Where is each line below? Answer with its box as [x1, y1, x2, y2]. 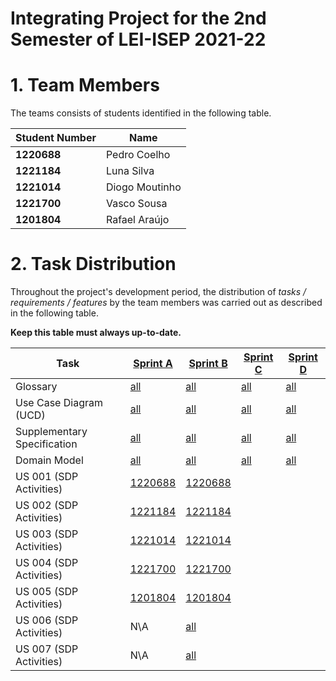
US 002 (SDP [15, 498, 79, 512]
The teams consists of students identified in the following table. [10, 107, 272, 119]
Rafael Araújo [105, 213, 170, 227]
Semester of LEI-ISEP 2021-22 [10, 28, 267, 51]
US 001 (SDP [15, 470, 79, 484]
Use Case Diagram [15, 396, 103, 410]
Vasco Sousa [105, 197, 168, 211]
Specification [15, 437, 78, 451]
